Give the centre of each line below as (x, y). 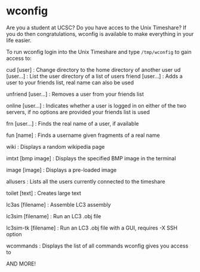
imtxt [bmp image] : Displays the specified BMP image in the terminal (91, 158)
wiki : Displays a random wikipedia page (56, 146)
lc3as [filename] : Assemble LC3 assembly (59, 204)
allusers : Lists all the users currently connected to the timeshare (86, 181)
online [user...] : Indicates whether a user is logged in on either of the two (96, 105)
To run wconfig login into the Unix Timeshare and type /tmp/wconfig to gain (99, 51)
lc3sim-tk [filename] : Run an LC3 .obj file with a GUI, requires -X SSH (92, 228)
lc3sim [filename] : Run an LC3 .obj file (54, 216)
